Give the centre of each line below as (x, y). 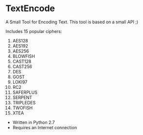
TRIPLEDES (24, 102)
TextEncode (30, 8)
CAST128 (22, 61)
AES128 (20, 41)
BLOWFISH (24, 56)
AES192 (20, 46)
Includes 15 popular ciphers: (34, 31)
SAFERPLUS (25, 92)
